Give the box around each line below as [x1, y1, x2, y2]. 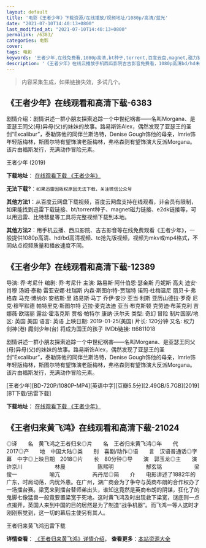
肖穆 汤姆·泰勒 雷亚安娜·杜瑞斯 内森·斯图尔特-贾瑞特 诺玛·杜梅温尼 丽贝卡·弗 [6, 287, 196, 294]
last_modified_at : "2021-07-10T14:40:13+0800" [6, 26, 128, 33]
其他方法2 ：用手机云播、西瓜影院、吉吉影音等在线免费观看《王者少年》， [6, 227, 190, 234]
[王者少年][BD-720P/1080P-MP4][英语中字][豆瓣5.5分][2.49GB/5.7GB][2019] [6, 382, 200, 389]
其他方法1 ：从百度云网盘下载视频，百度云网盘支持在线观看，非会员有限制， [6, 198, 197, 206]
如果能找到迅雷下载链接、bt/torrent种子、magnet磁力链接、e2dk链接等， [6, 206, 191, 213]
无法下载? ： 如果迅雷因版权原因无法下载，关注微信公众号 [6, 185, 132, 192]
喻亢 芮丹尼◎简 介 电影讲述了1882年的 [48, 471, 196, 478]
